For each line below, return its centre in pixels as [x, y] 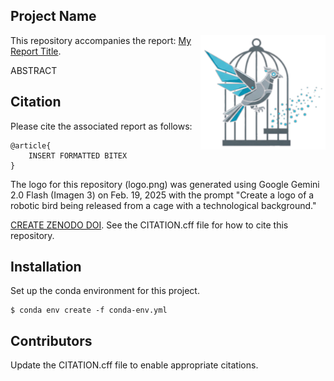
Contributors [51, 340]
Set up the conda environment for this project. [105, 291]
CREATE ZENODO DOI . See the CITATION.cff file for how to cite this [149, 225]
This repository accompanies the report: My [101, 40]
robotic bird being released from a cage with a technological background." [163, 205]
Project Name [53, 16]
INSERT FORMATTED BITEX [78, 155]
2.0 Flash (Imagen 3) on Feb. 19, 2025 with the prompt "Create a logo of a [162, 195]
